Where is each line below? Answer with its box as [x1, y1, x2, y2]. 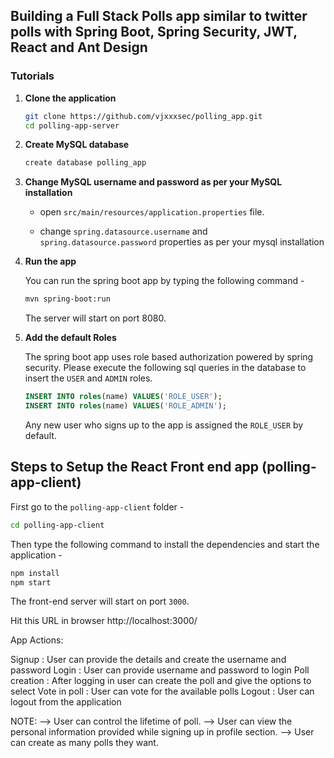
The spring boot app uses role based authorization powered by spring [24, 351, 314, 363]
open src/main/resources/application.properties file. [39, 206, 265, 218]
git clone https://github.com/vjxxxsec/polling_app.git [24, 111, 263, 121]
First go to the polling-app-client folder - [10, 500, 185, 513]
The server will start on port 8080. [24, 312, 167, 324]
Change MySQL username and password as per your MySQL [24, 176, 283, 188]
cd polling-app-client [10, 520, 105, 530]
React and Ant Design [10, 39, 148, 56]
